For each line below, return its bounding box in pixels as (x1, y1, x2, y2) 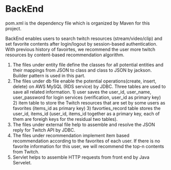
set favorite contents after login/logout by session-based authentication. (5, 40, 157, 47)
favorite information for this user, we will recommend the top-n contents (12, 143, 164, 149)
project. (5, 25, 22, 31)
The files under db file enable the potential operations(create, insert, (12, 78, 157, 84)
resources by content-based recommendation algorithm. (5, 52, 125, 58)
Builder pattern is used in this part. (12, 72, 86, 78)
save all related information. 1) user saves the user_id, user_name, (12, 89, 152, 95)
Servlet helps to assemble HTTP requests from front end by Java (12, 154, 150, 160)
